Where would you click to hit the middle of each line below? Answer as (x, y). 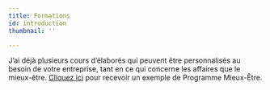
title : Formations (39, 16)
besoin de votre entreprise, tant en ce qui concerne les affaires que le (124, 69)
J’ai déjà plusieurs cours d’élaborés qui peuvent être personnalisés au (124, 60)
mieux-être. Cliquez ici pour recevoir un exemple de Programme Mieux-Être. (135, 78)
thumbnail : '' (32, 31)
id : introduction (38, 23)
